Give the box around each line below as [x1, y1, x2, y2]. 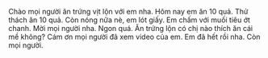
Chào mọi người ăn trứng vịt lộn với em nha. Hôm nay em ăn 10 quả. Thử [8, 7, 249, 16]
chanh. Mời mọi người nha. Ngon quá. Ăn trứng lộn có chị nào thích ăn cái [8, 24, 253, 33]
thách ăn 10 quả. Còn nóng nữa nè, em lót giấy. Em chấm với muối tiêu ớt [8, 15, 250, 25]
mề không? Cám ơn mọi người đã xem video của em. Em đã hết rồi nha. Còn [8, 32, 261, 41]
